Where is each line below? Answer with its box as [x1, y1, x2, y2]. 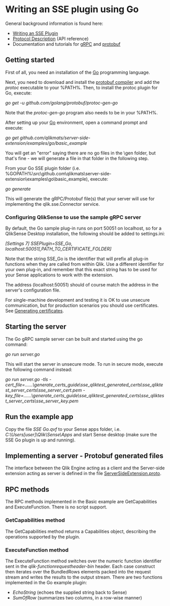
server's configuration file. [5, 287, 61, 293]
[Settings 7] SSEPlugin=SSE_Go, [5, 240, 73, 247]
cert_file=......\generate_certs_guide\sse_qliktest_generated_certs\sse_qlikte [5, 381, 163, 388]
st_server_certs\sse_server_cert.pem [5, 387, 82, 393]
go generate [5, 185, 31, 192]
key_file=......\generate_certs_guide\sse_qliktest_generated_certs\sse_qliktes [5, 392, 164, 398]
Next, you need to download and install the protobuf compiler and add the [5, 79, 160, 85]
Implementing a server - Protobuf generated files [5, 452, 164, 460]
